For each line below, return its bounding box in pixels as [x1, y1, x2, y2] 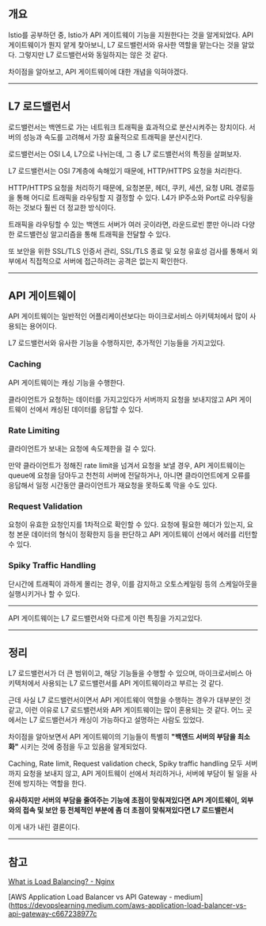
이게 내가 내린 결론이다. [8, 822, 81, 832]
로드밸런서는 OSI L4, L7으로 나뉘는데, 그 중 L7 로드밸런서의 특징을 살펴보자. [8, 149, 241, 159]
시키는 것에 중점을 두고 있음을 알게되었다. [20, 742, 148, 751]
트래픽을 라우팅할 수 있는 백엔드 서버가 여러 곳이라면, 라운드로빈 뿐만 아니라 [8, 219, 241, 229]
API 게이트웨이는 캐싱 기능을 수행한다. [8, 378, 125, 387]
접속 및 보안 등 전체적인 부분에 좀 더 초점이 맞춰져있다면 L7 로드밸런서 [22, 805, 234, 815]
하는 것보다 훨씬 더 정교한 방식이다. [8, 202, 116, 212]
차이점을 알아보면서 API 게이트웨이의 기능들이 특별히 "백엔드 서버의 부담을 [8, 732, 236, 742]
